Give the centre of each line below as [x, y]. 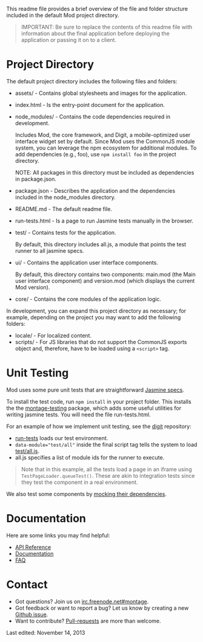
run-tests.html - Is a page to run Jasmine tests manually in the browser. [104, 221]
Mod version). [32, 287]
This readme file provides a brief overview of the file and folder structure [97, 9]
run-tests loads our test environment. [62, 438]
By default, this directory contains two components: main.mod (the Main [105, 274]
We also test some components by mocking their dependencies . [86, 494]
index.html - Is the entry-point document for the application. [90, 105]
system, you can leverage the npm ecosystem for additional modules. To [106, 148]
